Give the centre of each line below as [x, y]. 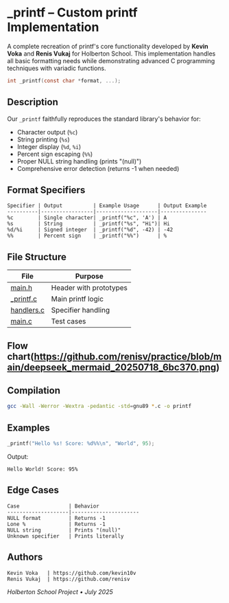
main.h [22, 288]
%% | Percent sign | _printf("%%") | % [87, 236]
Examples [28, 428]
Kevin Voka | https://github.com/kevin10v [72, 573]
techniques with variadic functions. [57, 68]
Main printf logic [77, 299]
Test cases [69, 321]
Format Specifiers [46, 190]
